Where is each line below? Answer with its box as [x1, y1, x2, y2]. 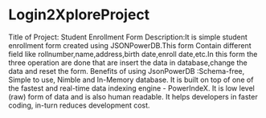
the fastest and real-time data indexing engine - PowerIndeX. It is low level [8, 83, 255, 93]
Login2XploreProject [8, 6, 150, 24]
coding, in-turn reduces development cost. [8, 100, 150, 110]
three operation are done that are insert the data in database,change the [8, 58, 248, 67]
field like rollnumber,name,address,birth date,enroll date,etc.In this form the [8, 49, 258, 59]
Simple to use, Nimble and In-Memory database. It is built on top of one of [8, 75, 254, 84]
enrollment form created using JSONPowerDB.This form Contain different [8, 40, 252, 50]
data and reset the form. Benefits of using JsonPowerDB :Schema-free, [8, 66, 245, 75]
